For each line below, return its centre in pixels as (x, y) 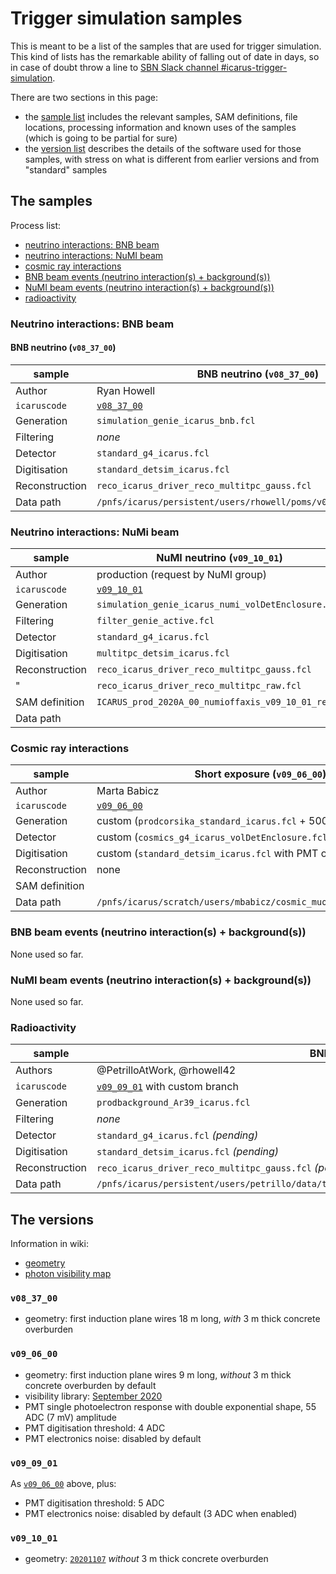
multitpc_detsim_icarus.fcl (163, 653)
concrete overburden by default (90, 1385)
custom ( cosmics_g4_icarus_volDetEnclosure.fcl (212, 837)
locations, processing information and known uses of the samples (160, 127)
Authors (34, 1070)
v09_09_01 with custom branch (167, 1087)
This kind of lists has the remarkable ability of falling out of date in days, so (165, 56)
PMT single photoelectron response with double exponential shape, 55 (170, 1406)
